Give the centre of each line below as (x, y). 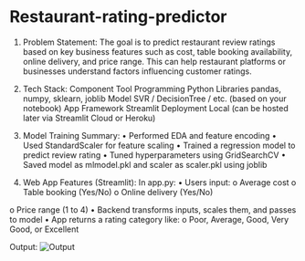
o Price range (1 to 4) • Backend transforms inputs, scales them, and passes (153, 209)
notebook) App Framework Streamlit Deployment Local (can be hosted (156, 108)
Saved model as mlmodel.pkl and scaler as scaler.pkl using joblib (145, 164)
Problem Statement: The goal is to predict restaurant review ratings (149, 42)
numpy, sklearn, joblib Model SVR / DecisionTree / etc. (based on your (154, 99)
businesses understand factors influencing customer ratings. (137, 71)
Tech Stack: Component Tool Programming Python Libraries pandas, (152, 89)
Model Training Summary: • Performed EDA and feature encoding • (149, 135)
